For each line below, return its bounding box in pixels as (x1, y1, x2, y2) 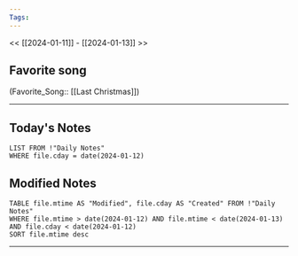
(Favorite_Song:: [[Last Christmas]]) (9, 86, 140, 97)
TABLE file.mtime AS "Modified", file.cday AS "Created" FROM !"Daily (9, 199, 276, 208)
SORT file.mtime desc (9, 230, 90, 239)
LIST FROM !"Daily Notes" (9, 144, 105, 153)
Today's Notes (9, 120, 91, 136)
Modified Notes (9, 175, 97, 190)
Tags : (9, 12, 29, 22)
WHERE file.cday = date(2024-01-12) (9, 151, 145, 160)
